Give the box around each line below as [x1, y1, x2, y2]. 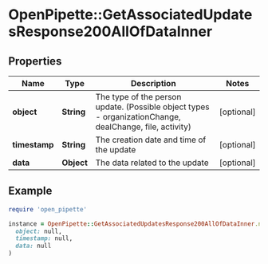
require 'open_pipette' [8, 205, 88, 213]
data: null [15, 242, 52, 250]
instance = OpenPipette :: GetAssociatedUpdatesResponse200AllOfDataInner [8, 219, 255, 228]
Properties [8, 54, 62, 68]
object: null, [15, 227, 62, 235]
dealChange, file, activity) [95, 121, 191, 132]
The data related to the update [95, 157, 209, 168]
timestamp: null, [15, 234, 73, 242]
